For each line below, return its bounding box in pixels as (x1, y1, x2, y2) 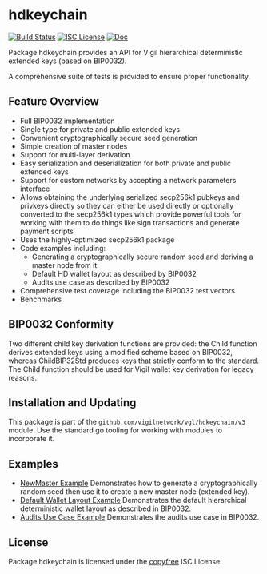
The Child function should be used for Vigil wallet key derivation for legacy (8, 364, 254, 373)
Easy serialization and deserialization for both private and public (19, 158, 232, 168)
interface (19, 184, 50, 193)
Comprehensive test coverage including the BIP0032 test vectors (19, 285, 236, 295)
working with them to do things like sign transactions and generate (19, 217, 240, 227)
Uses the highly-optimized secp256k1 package (19, 234, 175, 245)
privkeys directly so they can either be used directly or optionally (19, 201, 234, 210)
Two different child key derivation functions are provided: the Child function (8, 338, 257, 349)
